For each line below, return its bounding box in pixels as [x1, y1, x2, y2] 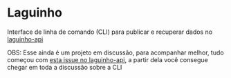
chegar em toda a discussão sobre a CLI [7, 63, 122, 71]
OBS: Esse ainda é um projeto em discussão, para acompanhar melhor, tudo [7, 48, 224, 57]
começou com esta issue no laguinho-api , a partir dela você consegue [7, 55, 209, 64]
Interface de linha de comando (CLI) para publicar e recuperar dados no [7, 28, 213, 36]
